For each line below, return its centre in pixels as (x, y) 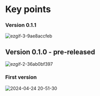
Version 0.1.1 (21, 25)
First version (21, 77)
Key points (28, 9)
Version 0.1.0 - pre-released (50, 52)
